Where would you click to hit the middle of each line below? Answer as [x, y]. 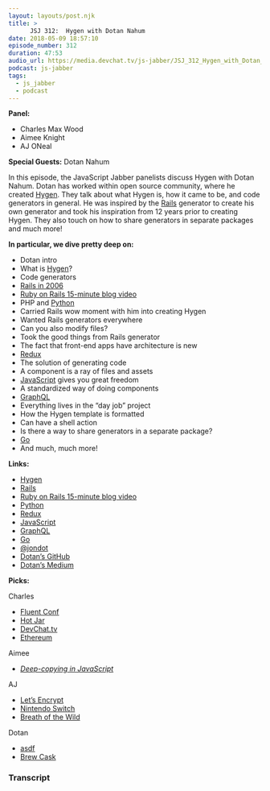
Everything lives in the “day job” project [85, 406]
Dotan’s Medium [47, 565]
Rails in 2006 [42, 286]
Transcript [29, 778]
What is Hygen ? [46, 269]
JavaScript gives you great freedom [79, 380]
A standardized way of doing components [89, 388]
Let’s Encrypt [42, 700]
